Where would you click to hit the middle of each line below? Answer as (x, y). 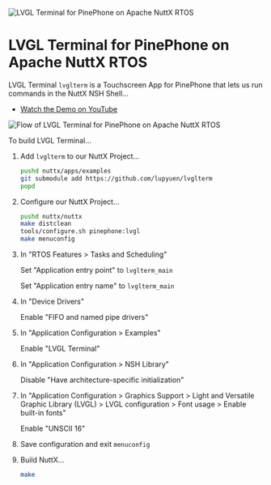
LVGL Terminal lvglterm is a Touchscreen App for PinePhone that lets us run (135, 84)
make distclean (46, 224)
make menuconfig (47, 239)
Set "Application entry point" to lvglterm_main (96, 270)
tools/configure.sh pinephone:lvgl (80, 232)
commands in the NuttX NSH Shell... (69, 93)
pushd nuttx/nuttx (51, 216)
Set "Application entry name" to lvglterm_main (97, 286)
